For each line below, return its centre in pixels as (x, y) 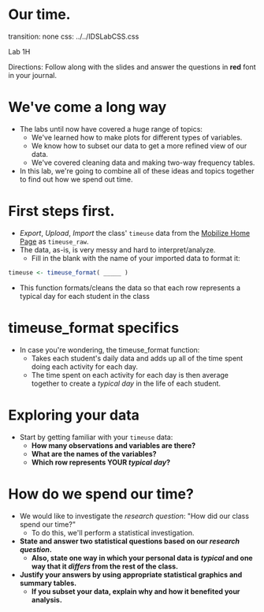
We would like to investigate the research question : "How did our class (134, 516)
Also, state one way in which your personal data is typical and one (142, 558)
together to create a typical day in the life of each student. (126, 383)
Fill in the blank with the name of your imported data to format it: (136, 258)
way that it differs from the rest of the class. (105, 566)
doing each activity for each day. (85, 366)
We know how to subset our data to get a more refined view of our (139, 146)
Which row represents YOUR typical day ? (101, 462)
